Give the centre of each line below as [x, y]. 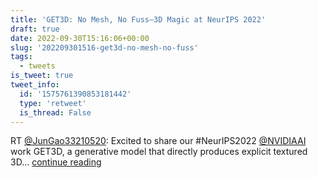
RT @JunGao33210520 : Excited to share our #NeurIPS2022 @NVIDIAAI [158, 141]
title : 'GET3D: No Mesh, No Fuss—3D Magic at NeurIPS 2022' [138, 19]
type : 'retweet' [53, 103]
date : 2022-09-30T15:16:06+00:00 [80, 38]
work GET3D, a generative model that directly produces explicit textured [159, 152]
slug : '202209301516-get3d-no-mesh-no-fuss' [104, 47]
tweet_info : [35, 85]
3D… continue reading [56, 162]
